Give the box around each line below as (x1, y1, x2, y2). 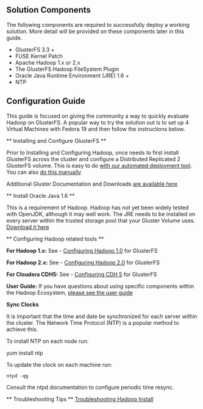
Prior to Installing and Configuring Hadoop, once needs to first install (6, 149, 179, 156)
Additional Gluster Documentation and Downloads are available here (6, 180, 178, 187)
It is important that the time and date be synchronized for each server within (6, 313, 198, 320)
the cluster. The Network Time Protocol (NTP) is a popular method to (6, 319, 179, 326)
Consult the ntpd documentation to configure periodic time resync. (6, 383, 174, 391)
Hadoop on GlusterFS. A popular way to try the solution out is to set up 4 (6, 118, 189, 126)
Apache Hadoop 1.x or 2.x (15, 59, 80, 66)
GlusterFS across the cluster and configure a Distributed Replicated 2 (6, 155, 181, 162)
